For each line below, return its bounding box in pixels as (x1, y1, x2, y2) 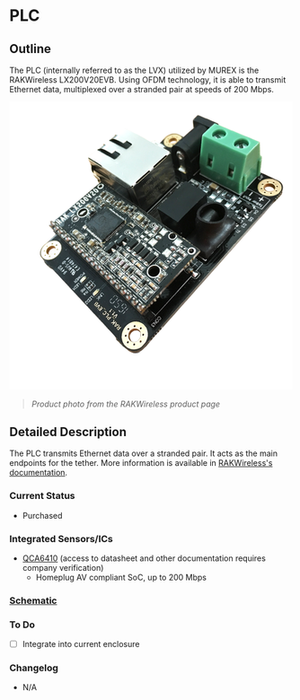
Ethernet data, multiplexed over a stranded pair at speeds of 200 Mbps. (9, 84, 274, 94)
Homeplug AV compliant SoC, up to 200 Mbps (35, 572, 207, 582)
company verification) (22, 562, 104, 573)
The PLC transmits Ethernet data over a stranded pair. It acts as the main (9, 448, 278, 459)
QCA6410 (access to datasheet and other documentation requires (22, 553, 267, 564)
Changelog (9, 661, 58, 674)
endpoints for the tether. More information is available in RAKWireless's (9, 458, 273, 468)
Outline (9, 41, 51, 57)
